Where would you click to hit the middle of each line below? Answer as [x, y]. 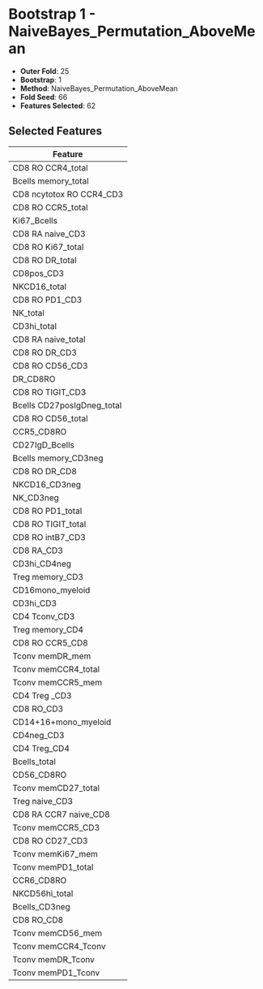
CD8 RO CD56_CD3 [50, 365]
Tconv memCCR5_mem [57, 682]
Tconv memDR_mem [52, 656]
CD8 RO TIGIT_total [49, 524]
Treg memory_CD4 [48, 629]
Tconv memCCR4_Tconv [59, 946]
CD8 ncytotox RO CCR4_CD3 [68, 194]
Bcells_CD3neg [41, 906]
